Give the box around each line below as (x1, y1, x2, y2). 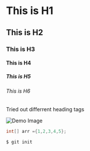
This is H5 (6, 73, 31, 80)
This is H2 (6, 28, 43, 37)
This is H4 (6, 60, 31, 67)
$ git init (6, 139, 33, 145)
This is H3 (6, 45, 35, 53)
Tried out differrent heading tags (6, 105, 85, 112)
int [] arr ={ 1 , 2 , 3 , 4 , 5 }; (6, 128, 67, 134)
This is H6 (6, 88, 30, 95)
